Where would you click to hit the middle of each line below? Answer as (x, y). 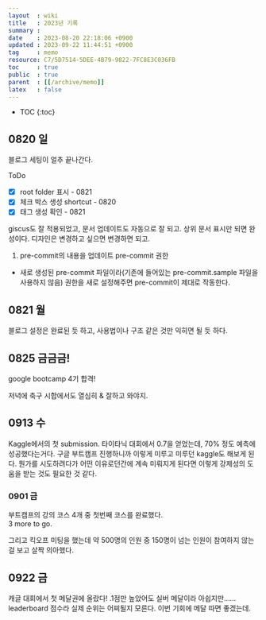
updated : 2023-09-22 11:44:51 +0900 (71, 45)
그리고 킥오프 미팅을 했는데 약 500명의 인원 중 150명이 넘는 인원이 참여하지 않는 (131, 541)
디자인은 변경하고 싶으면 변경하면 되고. (91, 238)
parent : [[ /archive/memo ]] (56, 82)
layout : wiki (33, 15)
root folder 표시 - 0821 (56, 192)
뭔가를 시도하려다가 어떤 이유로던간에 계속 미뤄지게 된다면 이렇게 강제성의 (132, 463)
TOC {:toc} (37, 112)
